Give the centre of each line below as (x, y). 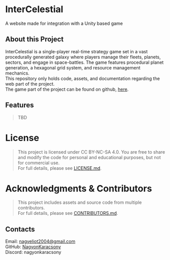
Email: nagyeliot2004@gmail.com (40, 241)
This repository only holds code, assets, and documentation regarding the (82, 78)
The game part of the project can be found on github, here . (67, 89)
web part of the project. (30, 84)
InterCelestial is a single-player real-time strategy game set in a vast (77, 51)
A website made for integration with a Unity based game (64, 23)
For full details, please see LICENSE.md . (60, 168)
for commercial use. (39, 163)
